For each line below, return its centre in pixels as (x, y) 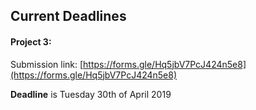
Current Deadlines (68, 16)
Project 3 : (31, 41)
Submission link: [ (47, 64)
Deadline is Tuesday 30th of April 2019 (91, 94)
